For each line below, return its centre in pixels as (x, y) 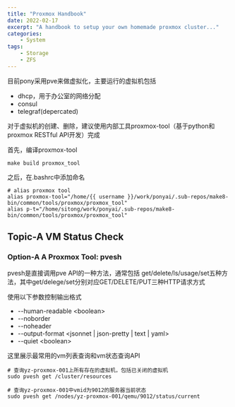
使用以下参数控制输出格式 (44, 297)
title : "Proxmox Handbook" (47, 14)
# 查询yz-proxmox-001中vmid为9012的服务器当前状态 (77, 390)
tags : (15, 47)
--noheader (34, 326)
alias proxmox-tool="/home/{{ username (66, 196)
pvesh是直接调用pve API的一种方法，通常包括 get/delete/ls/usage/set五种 (115, 273)
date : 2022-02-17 (33, 20)
